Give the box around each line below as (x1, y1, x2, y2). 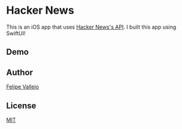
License (6, 100, 37, 110)
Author (6, 67, 33, 78)
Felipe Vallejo (6, 83, 39, 90)
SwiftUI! (6, 29, 26, 36)
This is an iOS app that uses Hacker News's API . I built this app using (6, 23, 177, 30)
